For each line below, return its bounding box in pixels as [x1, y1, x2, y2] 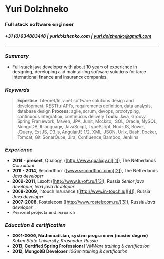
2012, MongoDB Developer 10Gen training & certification [12, 248, 128, 254]
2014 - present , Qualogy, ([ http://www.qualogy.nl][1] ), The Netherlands [12, 157, 156, 163]
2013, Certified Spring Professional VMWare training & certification [12, 243, 150, 249]
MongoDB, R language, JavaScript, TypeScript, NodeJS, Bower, [17, 123, 145, 129]
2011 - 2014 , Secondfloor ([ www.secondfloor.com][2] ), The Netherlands [12, 167, 158, 173]
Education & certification [5, 221, 66, 228]
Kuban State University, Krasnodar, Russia [12, 238, 98, 244]
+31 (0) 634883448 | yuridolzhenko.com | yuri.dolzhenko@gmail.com [5, 33, 152, 39]
